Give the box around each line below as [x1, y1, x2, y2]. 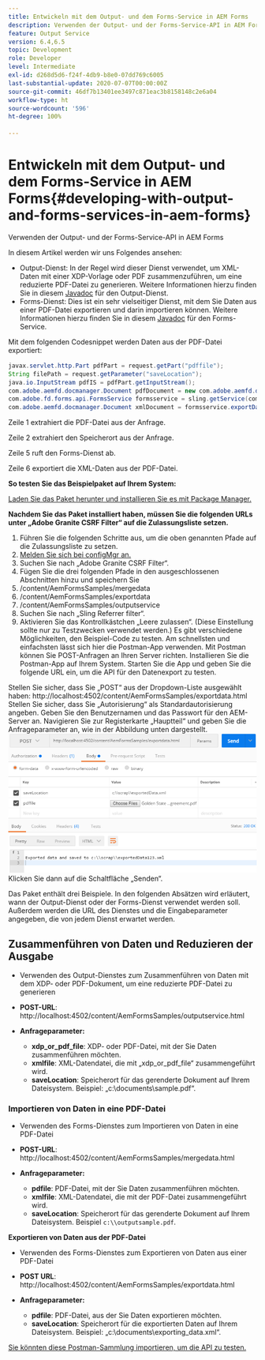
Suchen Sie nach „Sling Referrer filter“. [19, 609, 146, 618]
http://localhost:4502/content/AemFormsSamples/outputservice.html [19, 1011, 244, 1020]
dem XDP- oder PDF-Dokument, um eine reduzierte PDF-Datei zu [19, 979, 233, 989]
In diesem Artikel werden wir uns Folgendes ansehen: [8, 247, 183, 257]
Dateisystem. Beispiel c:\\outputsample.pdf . [31, 1217, 176, 1227]
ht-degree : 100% [8, 113, 62, 121]
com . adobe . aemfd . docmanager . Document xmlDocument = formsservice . [8, 404, 231, 411]
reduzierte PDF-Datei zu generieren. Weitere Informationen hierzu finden [19, 280, 257, 289]
